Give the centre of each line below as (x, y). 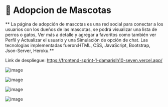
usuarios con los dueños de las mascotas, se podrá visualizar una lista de (81, 29)
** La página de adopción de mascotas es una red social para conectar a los (84, 24)
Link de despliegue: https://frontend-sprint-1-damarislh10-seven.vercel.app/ (84, 60)
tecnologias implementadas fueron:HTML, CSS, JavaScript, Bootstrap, (78, 45)
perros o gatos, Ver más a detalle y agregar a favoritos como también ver (81, 34)
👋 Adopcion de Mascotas (58, 10)
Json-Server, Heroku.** (30, 50)
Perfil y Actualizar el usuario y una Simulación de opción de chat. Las (77, 40)
